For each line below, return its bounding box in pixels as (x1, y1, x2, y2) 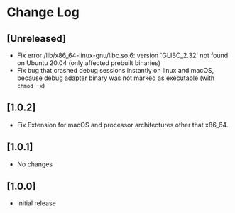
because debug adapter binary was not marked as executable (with (16, 74, 215, 82)
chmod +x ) (16, 81, 45, 89)
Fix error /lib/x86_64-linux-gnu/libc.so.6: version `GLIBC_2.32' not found (16, 51, 229, 59)
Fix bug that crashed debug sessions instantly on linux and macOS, (16, 67, 214, 74)
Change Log (6, 4, 80, 21)
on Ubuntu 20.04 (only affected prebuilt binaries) (16, 59, 161, 67)
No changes (16, 160, 53, 168)
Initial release (16, 199, 56, 207)
